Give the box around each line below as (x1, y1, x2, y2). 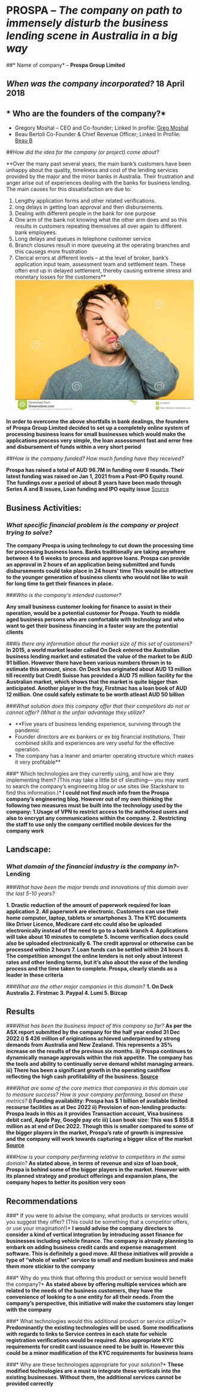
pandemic (14, 727, 40, 734)
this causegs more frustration (14, 248, 87, 255)
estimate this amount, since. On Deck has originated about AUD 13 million (6, 665, 192, 672)
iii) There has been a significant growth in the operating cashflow (6, 1067, 171, 1074)
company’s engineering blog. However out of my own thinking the (6, 795, 173, 803)
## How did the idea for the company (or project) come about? (6, 149, 160, 156)
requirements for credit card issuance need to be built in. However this (6, 1343, 185, 1351)
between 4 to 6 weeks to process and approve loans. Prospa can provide (6, 554, 190, 562)
